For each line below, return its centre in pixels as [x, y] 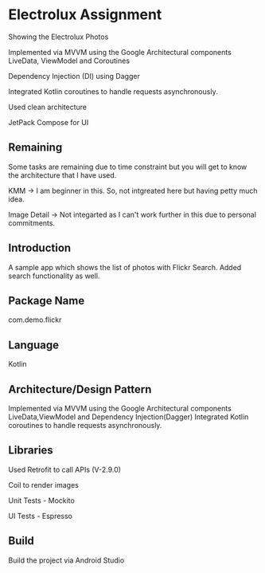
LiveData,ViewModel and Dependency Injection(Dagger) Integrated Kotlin [129, 417]
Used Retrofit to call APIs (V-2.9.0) [65, 469]
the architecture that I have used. [62, 175]
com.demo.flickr [35, 320]
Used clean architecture [48, 107]
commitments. [32, 223]
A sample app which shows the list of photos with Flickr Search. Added [125, 267]
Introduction [40, 248]
